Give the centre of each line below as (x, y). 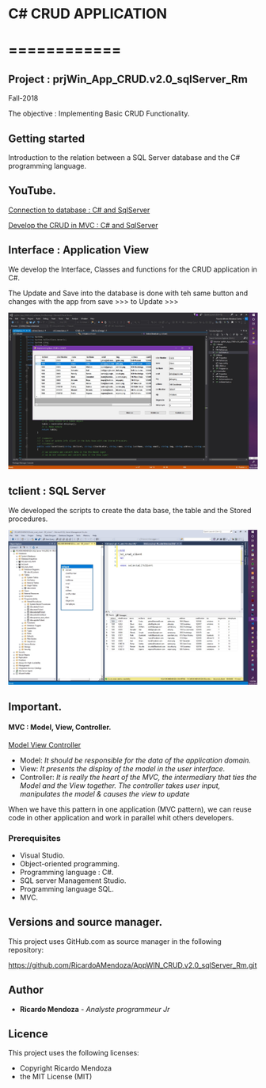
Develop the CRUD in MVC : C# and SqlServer (83, 225)
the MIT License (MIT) (56, 1077)
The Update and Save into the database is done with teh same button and (128, 293)
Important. (35, 707)
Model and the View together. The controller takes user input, (120, 786)
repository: (26, 949)
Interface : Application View (78, 250)
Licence (28, 1034)
